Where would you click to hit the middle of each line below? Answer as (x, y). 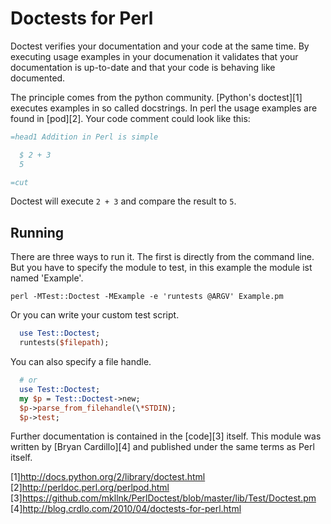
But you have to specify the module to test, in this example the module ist (161, 268)
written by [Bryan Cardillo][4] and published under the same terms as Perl (162, 447)
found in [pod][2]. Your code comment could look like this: (130, 118)
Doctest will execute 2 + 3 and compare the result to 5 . (123, 201)
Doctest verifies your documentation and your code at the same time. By (160, 46)
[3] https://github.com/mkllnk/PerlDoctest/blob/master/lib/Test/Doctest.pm (163, 498)
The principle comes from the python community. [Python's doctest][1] (156, 97)
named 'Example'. (47, 278)
